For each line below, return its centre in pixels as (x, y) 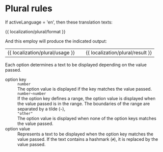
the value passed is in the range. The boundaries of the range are (84, 103)
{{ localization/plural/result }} (119, 52)
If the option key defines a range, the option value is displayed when (86, 98)
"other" (25, 113)
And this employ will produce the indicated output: (56, 41)
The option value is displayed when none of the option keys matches (87, 118)
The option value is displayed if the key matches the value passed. (85, 89)
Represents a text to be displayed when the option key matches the (85, 134)
